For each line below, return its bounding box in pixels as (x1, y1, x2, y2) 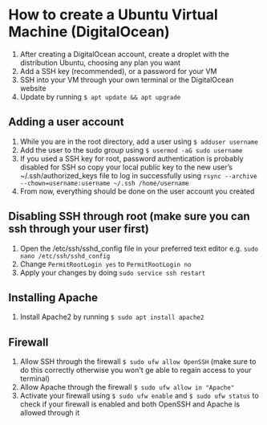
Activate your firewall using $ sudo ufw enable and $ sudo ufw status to (19, 391, 259, 401)
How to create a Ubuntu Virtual (8, 6, 218, 24)
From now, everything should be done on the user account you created (19, 186, 255, 196)
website (19, 83, 47, 93)
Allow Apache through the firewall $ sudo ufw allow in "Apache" (19, 382, 235, 392)
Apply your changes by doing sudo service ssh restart (19, 268, 206, 277)
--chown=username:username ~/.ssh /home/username (19, 179, 190, 187)
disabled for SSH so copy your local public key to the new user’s (19, 162, 233, 172)
